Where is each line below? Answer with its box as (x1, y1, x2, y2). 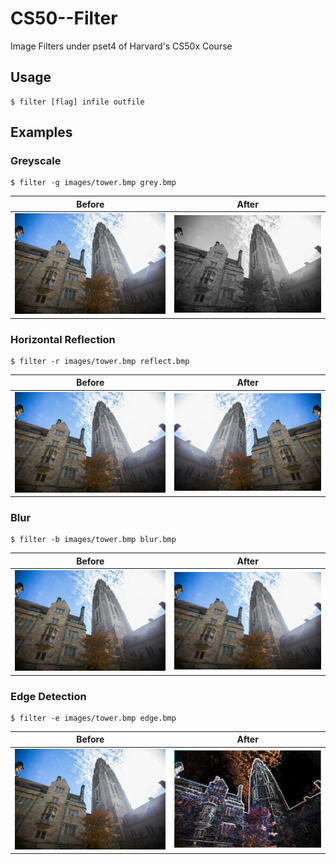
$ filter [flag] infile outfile (10, 97, 145, 107)
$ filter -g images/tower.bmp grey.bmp (10, 178, 177, 188)
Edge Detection (10, 689, 87, 703)
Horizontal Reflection (10, 332, 116, 346)
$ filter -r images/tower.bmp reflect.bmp (10, 356, 190, 366)
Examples (10, 124, 73, 141)
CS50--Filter (10, 7, 118, 30)
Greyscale (10, 154, 62, 168)
